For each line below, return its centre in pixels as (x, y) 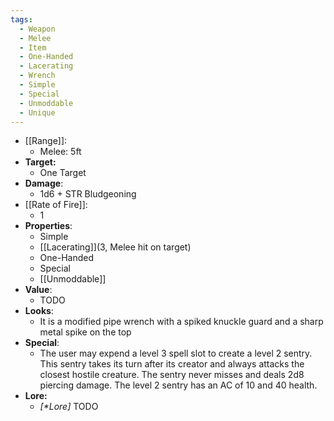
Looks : (39, 311)
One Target (63, 173)
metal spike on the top (85, 332)
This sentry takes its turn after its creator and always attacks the (172, 364)
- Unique (37, 112)
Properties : (48, 226)
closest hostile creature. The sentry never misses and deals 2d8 (172, 375)
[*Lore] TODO (69, 407)
